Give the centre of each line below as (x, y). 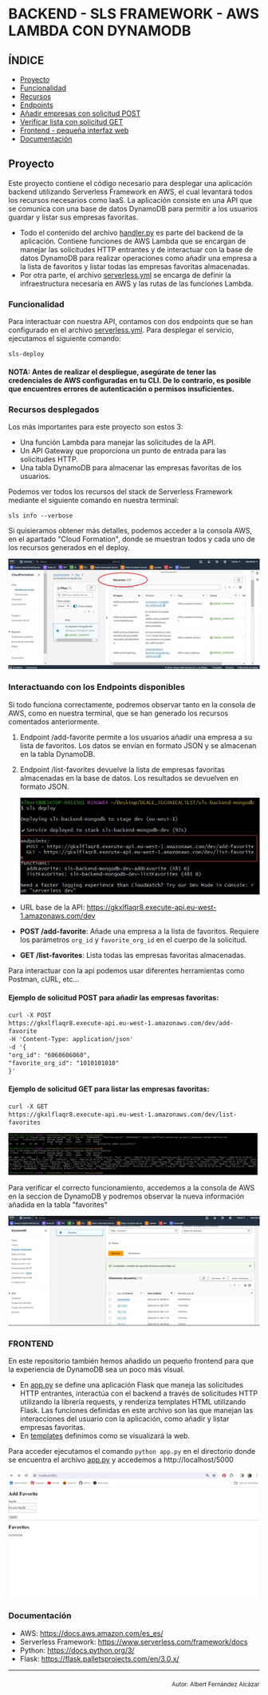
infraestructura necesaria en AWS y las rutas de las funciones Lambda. (136, 283)
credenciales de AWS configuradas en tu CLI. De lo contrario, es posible (130, 380)
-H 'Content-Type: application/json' (71, 1040)
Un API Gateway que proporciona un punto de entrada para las (123, 451)
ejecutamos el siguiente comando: (65, 339)
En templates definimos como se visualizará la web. (104, 1436)
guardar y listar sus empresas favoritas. (73, 217)
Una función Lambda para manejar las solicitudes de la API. (118, 442)
